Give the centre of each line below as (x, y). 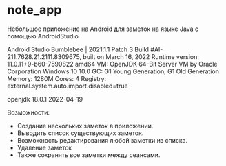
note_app (34, 10)
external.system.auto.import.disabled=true (68, 86)
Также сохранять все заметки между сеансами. (89, 155)
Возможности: (29, 112)
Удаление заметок (44, 147)
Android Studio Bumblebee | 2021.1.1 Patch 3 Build (78, 49)
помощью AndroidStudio (43, 36)
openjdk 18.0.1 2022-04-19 (45, 99)
